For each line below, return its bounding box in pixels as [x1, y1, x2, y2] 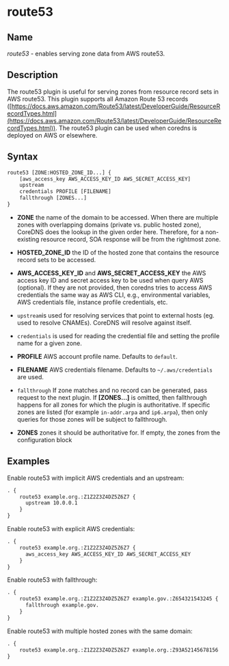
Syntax [7, 151, 38, 163]
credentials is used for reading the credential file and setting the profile [16, 331, 220, 340]
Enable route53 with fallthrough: [7, 576, 98, 584]
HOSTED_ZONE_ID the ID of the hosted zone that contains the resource [16, 248, 219, 257]
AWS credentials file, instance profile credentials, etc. [16, 298, 168, 306]
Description [7, 69, 58, 81]
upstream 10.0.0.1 [25, 500, 78, 507]
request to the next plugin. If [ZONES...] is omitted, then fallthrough [16, 393, 207, 401]
